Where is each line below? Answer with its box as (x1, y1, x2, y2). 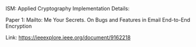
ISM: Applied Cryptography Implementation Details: (5, 5, 130, 12)
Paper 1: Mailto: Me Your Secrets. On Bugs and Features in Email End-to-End (5, 16, 191, 23)
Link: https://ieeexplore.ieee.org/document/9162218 (5, 34, 131, 41)
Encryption (5, 23, 32, 29)
